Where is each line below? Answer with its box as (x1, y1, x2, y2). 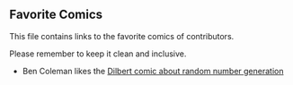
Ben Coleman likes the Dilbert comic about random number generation (22, 65, 284, 76)
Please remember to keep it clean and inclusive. (9, 48, 187, 59)
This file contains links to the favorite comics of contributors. (9, 30, 235, 41)
